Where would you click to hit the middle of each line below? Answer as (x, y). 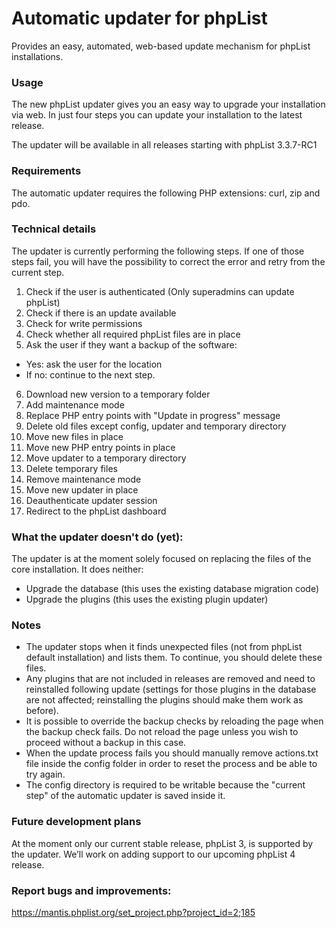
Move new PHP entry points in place (100, 447)
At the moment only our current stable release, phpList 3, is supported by (162, 843)
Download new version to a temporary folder (118, 394)
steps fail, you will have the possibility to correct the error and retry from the (168, 261)
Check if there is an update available (101, 313)
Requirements (46, 171)
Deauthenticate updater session (91, 500)
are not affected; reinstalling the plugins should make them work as (164, 700)
